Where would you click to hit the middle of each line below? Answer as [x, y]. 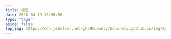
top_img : [15, 29]
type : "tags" [19, 19]
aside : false [19, 24]
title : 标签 [17, 10]
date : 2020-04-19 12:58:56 [34, 15]
